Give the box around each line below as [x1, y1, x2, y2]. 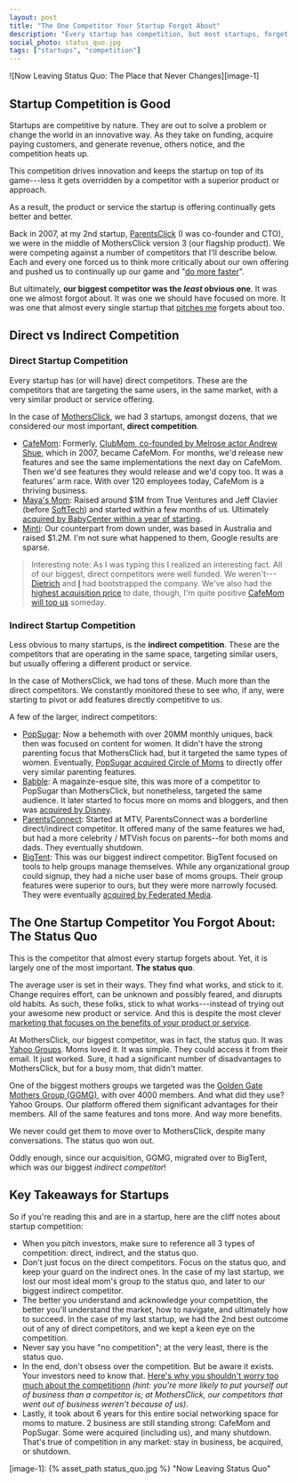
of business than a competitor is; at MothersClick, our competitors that [21, 1389, 283, 1399]
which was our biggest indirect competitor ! [9, 1162, 166, 1173]
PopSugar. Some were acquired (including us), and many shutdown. [21, 1427, 272, 1438]
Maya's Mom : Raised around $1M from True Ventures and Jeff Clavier [21, 495, 278, 505]
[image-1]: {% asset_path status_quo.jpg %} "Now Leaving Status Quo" [9, 1463, 271, 1473]
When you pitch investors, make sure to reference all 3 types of [21, 1237, 255, 1248]
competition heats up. [9, 148, 90, 158]
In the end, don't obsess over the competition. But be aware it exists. [21, 1360, 274, 1371]
